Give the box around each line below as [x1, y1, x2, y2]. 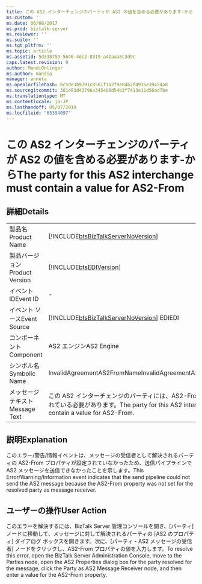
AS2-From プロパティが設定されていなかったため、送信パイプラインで [17, 459, 192, 466]
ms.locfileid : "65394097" [6, 110, 71, 116]
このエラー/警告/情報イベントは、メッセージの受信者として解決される [6, 452, 179, 459]
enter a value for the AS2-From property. [6, 571, 108, 578]
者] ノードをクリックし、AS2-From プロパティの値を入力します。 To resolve [6, 545, 194, 552]
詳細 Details [6, 206, 49, 217]
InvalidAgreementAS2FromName [48, 369, 141, 377]
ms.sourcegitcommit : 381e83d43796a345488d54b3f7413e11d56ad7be [6, 87, 168, 94]
